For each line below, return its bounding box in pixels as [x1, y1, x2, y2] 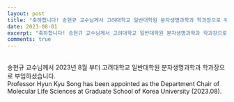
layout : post [7, 10, 45, 17]
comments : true [7, 36, 52, 43]
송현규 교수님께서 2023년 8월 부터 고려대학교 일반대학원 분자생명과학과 [7, 63, 201, 71]
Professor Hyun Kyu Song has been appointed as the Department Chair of [7, 80, 220, 88]
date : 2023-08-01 [7, 23, 58, 30]
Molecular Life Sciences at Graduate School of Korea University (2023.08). [7, 87, 222, 96]
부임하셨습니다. [14, 72, 56, 80]
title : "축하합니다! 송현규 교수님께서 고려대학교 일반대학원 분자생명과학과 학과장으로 [7, 17, 221, 24]
